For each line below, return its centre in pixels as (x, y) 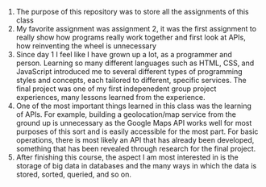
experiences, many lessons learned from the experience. (110, 97)
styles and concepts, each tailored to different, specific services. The (131, 80)
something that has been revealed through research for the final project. (136, 149)
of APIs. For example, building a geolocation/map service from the (126, 114)
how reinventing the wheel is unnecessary (86, 46)
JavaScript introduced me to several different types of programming (129, 71)
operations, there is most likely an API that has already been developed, (135, 140)
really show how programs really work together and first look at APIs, (131, 37)
